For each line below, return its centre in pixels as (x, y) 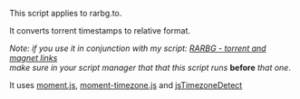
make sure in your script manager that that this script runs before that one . (150, 68)
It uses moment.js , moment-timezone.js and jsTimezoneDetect (126, 85)
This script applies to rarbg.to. (66, 13)
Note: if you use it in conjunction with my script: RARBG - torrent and (138, 48)
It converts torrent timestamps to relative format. (100, 30)
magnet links (34, 58)
